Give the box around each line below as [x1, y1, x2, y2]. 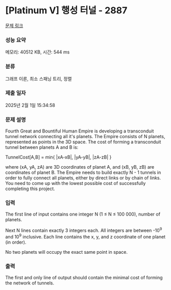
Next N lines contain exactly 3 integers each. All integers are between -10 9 [5, 226, 162, 233]
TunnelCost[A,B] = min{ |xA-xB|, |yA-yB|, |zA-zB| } [5, 154, 112, 161]
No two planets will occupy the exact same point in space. [5, 249, 128, 255]
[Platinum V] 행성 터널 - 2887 [5, 5, 128, 16]
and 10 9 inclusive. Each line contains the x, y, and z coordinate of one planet [5, 233, 166, 240]
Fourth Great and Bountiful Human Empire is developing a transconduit [5, 128, 154, 134]
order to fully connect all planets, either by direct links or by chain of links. [5, 175, 161, 181]
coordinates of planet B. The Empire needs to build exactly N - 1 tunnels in [5, 169, 161, 176]
